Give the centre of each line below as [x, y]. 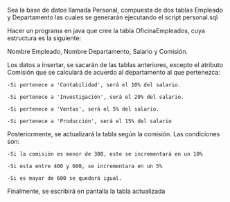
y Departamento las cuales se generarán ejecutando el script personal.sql [113, 17]
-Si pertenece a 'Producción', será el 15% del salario [89, 121]
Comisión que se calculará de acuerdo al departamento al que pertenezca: [114, 72]
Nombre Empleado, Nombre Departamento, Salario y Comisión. [98, 52]
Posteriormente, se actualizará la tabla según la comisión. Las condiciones [114, 134]
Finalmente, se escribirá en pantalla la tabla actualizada [86, 191]
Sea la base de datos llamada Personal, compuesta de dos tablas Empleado [115, 10]
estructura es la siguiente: [44, 38]
